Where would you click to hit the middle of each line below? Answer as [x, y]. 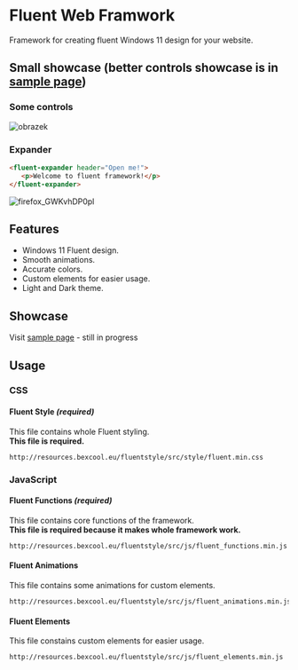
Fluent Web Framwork [92, 16]
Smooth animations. [59, 260]
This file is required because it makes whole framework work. [125, 530]
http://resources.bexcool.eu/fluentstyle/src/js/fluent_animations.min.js [150, 602]
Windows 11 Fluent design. [71, 250]
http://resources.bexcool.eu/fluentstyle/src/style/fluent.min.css [137, 457]
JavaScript [33, 479]
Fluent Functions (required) [61, 501]
